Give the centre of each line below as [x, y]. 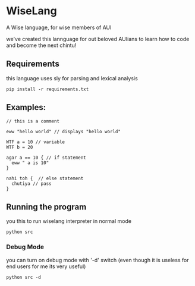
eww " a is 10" [30, 163]
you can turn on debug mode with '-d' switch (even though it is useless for [97, 260]
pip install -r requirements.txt [48, 89]
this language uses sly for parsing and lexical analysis [72, 78]
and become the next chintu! [41, 45]
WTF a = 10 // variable [36, 142]
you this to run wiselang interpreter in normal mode [69, 221]
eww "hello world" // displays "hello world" [63, 131]
